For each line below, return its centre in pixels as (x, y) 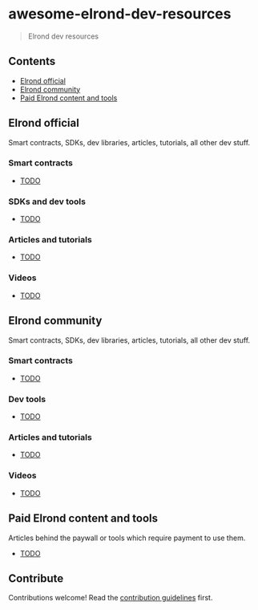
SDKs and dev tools (47, 201)
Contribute (36, 578)
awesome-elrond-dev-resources (120, 14)
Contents (32, 61)
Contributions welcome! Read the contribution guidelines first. (111, 598)
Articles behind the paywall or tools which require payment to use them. (127, 538)
